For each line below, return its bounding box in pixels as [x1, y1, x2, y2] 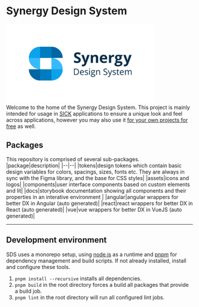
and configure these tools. [6, 263, 70, 270]
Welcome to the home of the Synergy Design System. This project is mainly [6, 104, 191, 111]
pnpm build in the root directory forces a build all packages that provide [14, 281, 189, 288]
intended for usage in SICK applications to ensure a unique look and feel [6, 110, 182, 117]
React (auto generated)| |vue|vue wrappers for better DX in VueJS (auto [6, 206, 182, 213]
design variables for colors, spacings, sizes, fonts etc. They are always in [6, 168, 185, 175]
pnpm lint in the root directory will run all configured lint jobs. [14, 293, 165, 300]
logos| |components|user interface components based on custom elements [6, 181, 191, 188]
